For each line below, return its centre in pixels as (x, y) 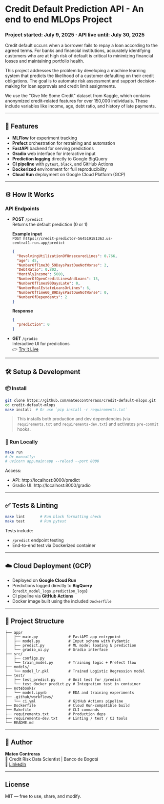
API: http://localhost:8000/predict (46, 480)
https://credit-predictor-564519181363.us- (68, 238)
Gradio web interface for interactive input (54, 154)
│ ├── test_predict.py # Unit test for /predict (63, 680)
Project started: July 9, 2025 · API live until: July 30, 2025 (75, 35)
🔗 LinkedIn (16, 764)
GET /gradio (25, 338)
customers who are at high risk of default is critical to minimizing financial (79, 56)
